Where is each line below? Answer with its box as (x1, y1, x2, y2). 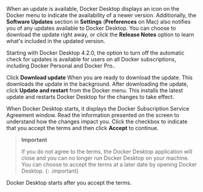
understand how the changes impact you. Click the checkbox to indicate (6, 118, 188, 125)
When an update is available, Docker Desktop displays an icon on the (6, 5, 179, 12)
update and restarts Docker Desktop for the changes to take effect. (6, 94, 174, 100)
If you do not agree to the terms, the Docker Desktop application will (21, 148, 193, 155)
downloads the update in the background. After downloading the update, (6, 80, 188, 87)
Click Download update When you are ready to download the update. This (6, 74, 193, 81)
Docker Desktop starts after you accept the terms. (6, 179, 132, 186)
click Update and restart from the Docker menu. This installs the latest (6, 87, 184, 94)
